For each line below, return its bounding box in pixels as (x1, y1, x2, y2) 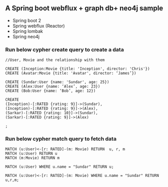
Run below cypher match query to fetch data (5, 136, 117, 143)
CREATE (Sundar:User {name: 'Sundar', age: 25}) (5, 80, 109, 85)
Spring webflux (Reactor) (12, 23, 65, 29)
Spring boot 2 (12, 17, 41, 23)
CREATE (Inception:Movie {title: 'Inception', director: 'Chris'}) (5, 67, 150, 72)
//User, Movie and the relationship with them (5, 57, 105, 63)
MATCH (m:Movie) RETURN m (5, 156, 60, 161)
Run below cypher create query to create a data (5, 46, 124, 53)
